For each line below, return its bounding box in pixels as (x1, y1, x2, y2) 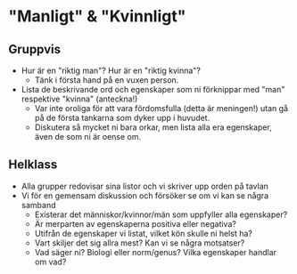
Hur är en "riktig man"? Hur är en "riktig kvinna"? (21, 65, 202, 76)
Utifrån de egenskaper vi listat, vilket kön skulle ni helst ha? (34, 228, 253, 238)
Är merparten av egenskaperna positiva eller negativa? (34, 218, 237, 229)
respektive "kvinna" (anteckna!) (21, 93, 138, 104)
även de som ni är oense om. (34, 132, 142, 141)
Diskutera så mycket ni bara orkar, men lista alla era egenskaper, (34, 122, 273, 133)
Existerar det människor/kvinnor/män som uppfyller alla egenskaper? (34, 209, 288, 220)
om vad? (34, 256, 67, 267)
